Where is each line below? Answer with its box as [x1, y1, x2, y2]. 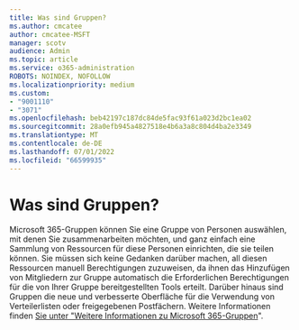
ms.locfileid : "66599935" [9, 155, 106, 165]
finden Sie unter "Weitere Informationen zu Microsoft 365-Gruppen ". [9, 310, 264, 321]
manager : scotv [9, 38, 67, 48]
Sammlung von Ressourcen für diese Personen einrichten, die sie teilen [9, 243, 275, 254]
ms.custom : [9, 88, 50, 97]
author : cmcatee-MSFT [9, 30, 91, 39]
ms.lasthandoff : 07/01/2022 [9, 147, 115, 156]
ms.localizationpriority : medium [9, 80, 135, 89]
